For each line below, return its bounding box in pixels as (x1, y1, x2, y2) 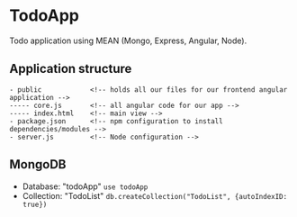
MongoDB (9, 157, 67, 172)
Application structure (9, 61, 132, 77)
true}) (22, 200, 48, 209)
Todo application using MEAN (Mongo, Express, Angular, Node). (9, 35, 247, 46)
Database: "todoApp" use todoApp (22, 181, 148, 192)
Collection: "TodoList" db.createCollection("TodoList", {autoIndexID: (22, 190, 288, 201)
